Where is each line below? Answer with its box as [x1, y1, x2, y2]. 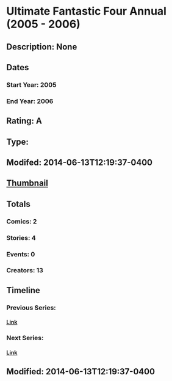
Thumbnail [6, 178, 49, 189]
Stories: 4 [6, 233, 37, 242]
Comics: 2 [6, 217, 37, 225]
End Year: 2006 [6, 96, 54, 105]
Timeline [6, 285, 41, 296]
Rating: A [6, 116, 43, 126]
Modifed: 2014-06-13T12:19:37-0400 [6, 157, 153, 167]
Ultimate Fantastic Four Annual [6, 4, 167, 18]
